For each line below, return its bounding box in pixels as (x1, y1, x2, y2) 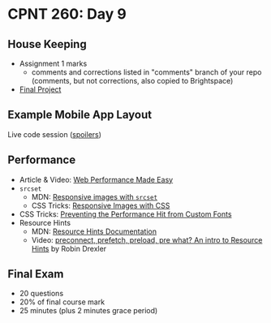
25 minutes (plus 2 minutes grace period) (19, 306, 158, 316)
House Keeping (7, 37, 87, 51)
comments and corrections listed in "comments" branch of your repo (31, 67, 262, 77)
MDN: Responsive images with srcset (31, 192, 158, 201)
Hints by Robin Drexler (31, 243, 107, 253)
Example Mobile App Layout (7, 108, 152, 122)
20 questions (19, 289, 64, 299)
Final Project (19, 84, 62, 94)
